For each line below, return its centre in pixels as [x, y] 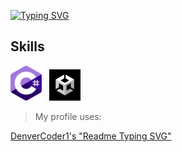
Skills [27, 46]
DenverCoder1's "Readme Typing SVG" [91, 136]
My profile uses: [68, 117]
